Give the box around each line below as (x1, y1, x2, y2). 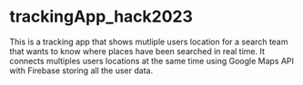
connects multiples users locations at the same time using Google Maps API (9, 55, 294, 66)
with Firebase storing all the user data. (9, 65, 153, 76)
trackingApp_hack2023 (9, 6, 194, 27)
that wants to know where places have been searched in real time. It (9, 45, 266, 56)
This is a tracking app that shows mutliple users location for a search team (9, 36, 288, 47)
